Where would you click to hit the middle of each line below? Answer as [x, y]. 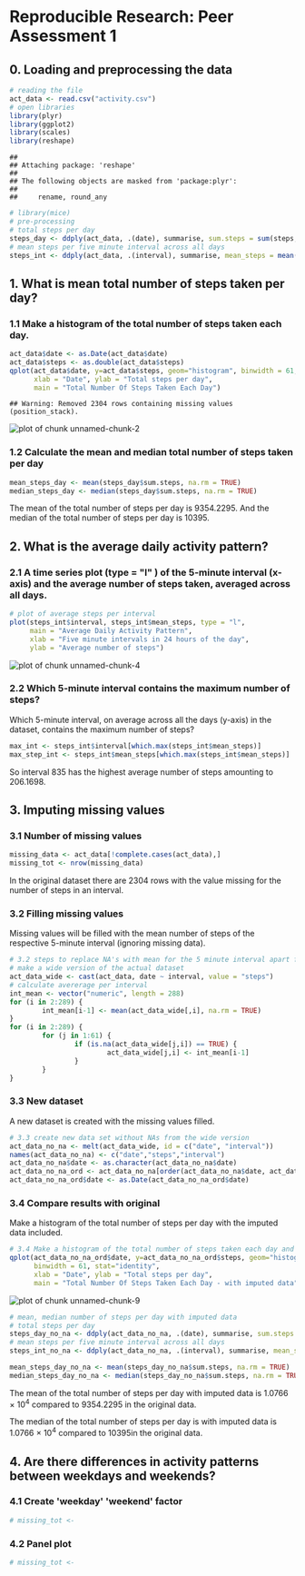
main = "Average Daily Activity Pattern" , [111, 630]
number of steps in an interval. [67, 890]
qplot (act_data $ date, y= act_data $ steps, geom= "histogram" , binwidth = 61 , [154, 371]
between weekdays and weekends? [113, 1476]
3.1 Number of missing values [76, 836]
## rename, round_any [58, 197]
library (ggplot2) [42, 124]
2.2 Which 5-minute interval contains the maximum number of [150, 689]
